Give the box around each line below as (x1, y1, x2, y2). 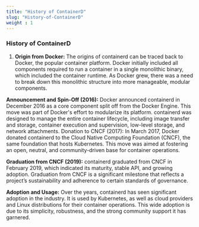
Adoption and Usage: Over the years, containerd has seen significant (6, 188, 177, 196)
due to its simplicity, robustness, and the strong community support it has (6, 207, 187, 215)
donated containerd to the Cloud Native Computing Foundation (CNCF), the (6, 134, 191, 141)
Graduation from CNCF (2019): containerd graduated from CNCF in (6, 158, 172, 165)
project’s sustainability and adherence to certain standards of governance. (6, 176, 188, 184)
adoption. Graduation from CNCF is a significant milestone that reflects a (6, 171, 184, 178)
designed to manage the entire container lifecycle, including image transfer (6, 115, 190, 122)
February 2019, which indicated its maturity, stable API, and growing (6, 164, 173, 171)
